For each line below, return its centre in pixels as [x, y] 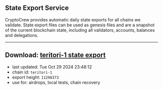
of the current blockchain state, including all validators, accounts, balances [80, 30]
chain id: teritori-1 [32, 72]
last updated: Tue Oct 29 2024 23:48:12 [52, 67]
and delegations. [22, 35]
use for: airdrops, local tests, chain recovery [56, 82]
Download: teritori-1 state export [55, 55]
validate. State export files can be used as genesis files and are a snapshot [80, 25]
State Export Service [37, 8]
